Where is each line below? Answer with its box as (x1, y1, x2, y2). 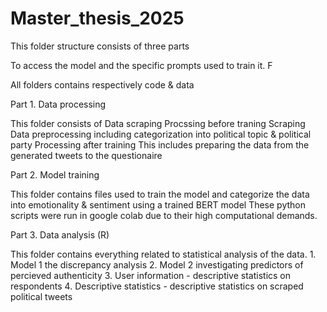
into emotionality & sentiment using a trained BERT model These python (10, 198, 307, 211)
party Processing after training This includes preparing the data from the (10, 138, 310, 151)
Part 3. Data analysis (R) (10, 228, 110, 241)
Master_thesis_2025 (10, 7, 185, 30)
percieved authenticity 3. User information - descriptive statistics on (10, 269, 292, 281)
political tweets (10, 290, 73, 302)
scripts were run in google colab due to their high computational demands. (10, 209, 318, 221)
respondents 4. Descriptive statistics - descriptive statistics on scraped (10, 280, 304, 292)
